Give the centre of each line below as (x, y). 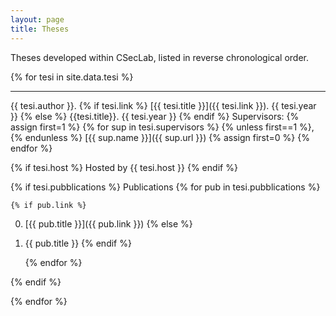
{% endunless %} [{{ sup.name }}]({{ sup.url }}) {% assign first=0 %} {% (160, 137)
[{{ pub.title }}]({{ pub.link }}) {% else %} (108, 223)
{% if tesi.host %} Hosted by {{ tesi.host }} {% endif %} (124, 167)
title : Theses (40, 29)
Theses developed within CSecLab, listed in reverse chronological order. (159, 57)
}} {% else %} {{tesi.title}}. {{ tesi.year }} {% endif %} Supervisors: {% (155, 116)
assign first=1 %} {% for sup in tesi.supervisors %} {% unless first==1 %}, (162, 127)
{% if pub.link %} (48, 205)
